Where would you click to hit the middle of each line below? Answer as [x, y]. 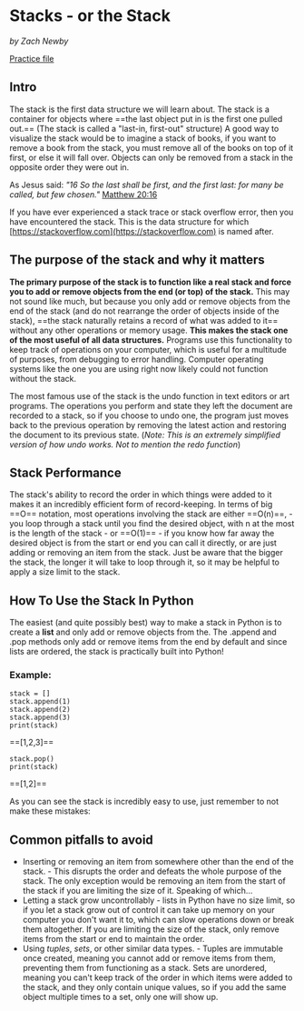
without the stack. [43, 378]
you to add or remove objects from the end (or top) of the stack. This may [150, 291]
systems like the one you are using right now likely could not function [139, 368]
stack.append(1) [40, 702]
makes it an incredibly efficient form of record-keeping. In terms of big [141, 505]
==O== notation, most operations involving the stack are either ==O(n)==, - [151, 514]
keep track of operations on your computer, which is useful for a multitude [148, 349]
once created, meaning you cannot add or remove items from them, [149, 958]
